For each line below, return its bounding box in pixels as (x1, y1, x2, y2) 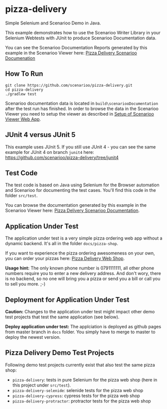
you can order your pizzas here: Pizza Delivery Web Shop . (5, 256, 125, 262)
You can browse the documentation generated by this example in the (5, 202, 147, 208)
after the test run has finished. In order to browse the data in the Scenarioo (5, 106, 159, 112)
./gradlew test (5, 91, 37, 97)
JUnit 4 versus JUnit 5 (5, 131, 76, 139)
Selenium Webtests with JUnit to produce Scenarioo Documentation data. (5, 35, 157, 41)
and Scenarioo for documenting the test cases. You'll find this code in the (5, 187, 156, 193)
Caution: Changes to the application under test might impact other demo (5, 309, 155, 314)
